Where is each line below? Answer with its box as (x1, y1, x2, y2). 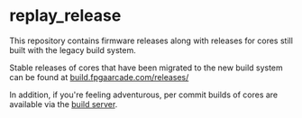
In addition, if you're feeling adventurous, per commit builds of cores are (9, 89, 279, 100)
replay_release (9, 5, 122, 26)
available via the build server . (9, 98, 118, 109)
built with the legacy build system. (9, 44, 137, 55)
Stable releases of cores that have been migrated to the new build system (9, 62, 284, 73)
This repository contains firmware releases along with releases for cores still (9, 35, 293, 46)
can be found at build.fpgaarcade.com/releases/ (9, 71, 189, 82)
